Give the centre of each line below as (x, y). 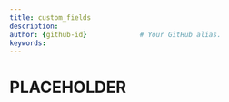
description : (34, 26)
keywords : (28, 43)
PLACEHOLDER (68, 88)
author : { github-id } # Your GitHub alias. (115, 34)
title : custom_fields (50, 18)
